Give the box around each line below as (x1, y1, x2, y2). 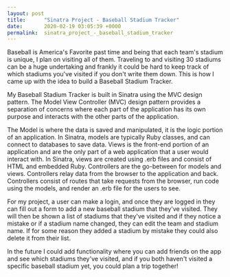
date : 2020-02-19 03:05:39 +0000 (7, 23, 122, 30)
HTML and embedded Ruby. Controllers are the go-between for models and (7, 162, 222, 170)
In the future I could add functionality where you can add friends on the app (7, 247, 222, 256)
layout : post (7, 10, 45, 17)
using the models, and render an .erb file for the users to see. (7, 184, 181, 192)
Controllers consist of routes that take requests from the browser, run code (7, 177, 220, 186)
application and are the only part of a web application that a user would (7, 148, 209, 156)
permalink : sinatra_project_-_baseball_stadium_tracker (7, 29, 174, 36)
